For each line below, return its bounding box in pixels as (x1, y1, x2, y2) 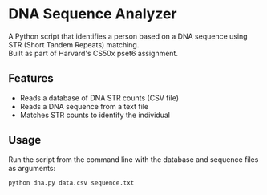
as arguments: (8, 163, 56, 173)
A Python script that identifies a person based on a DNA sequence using (8, 31, 248, 41)
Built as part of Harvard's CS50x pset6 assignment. (8, 48, 179, 58)
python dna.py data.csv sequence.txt (8, 178, 135, 187)
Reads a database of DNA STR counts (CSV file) (19, 93, 179, 103)
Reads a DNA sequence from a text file (19, 101, 149, 111)
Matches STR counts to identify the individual (19, 110, 171, 120)
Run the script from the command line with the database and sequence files (8, 154, 259, 165)
